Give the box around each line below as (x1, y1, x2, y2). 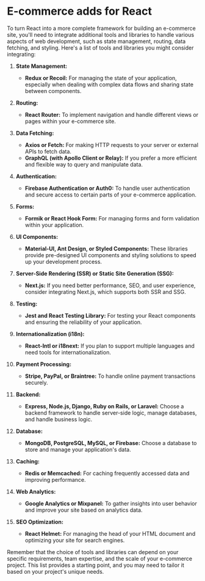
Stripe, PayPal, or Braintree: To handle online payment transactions (24, 372, 196, 380)
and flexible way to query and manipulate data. (24, 160, 143, 168)
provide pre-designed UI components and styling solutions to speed (24, 251, 197, 258)
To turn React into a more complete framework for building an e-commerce (7, 24, 196, 32)
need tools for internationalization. (24, 348, 112, 356)
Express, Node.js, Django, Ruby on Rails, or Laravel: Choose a (24, 402, 184, 410)
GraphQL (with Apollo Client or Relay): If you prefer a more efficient (24, 154, 197, 162)
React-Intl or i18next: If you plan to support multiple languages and (24, 342, 195, 350)
